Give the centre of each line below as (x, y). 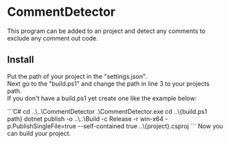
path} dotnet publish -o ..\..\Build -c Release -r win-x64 (85, 119)
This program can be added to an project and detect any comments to (106, 31)
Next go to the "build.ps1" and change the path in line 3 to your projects (108, 84)
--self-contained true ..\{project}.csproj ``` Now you (150, 126)
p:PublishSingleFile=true (42, 126)
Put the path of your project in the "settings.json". (77, 76)
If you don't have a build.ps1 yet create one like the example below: (102, 98)
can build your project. (39, 133)
